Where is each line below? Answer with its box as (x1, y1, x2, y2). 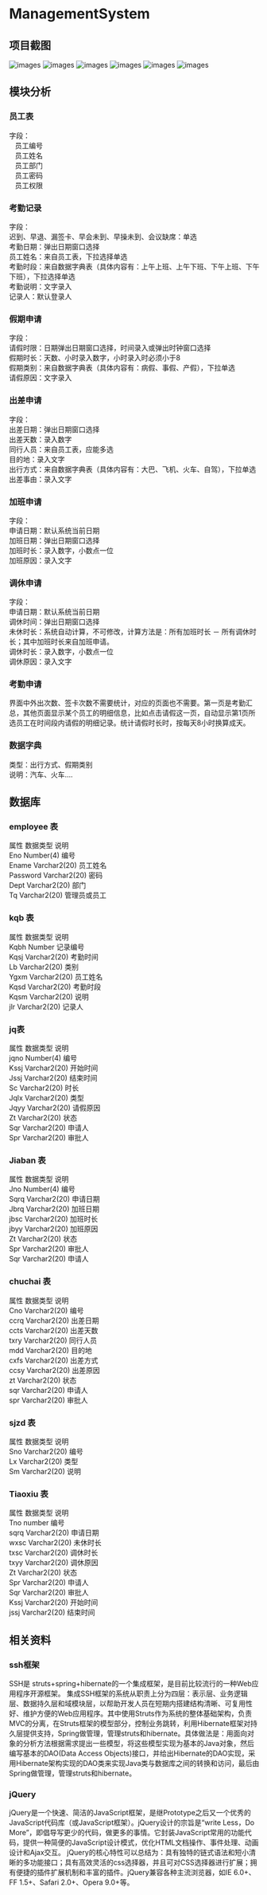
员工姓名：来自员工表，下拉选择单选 (9, 252, 128, 261)
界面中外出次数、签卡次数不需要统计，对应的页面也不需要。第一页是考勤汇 (9, 698, 253, 708)
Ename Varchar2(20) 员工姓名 (9, 861, 107, 870)
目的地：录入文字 (9, 454, 65, 464)
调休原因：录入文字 (9, 657, 72, 666)
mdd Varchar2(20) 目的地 (9, 1345, 92, 1355)
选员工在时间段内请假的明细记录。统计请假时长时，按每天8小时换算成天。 (9, 718, 250, 728)
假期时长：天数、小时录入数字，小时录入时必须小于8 (9, 353, 181, 363)
